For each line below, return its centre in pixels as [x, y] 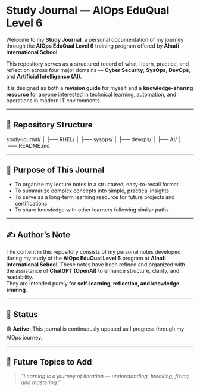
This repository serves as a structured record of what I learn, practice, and [98, 64]
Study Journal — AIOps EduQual [88, 10]
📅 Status [22, 314]
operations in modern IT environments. [54, 100]
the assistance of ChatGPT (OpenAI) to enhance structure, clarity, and [93, 271]
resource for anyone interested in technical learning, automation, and [91, 94]
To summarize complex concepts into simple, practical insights [92, 191]
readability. [20, 277]
